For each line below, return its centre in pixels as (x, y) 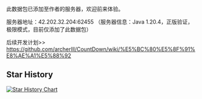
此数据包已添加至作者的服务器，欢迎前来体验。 (65, 9)
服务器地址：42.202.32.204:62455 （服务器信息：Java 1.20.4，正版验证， (100, 22)
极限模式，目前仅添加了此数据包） (49, 29)
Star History (30, 75)
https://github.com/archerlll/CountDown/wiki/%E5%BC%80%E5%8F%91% (101, 49)
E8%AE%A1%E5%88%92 (39, 56)
